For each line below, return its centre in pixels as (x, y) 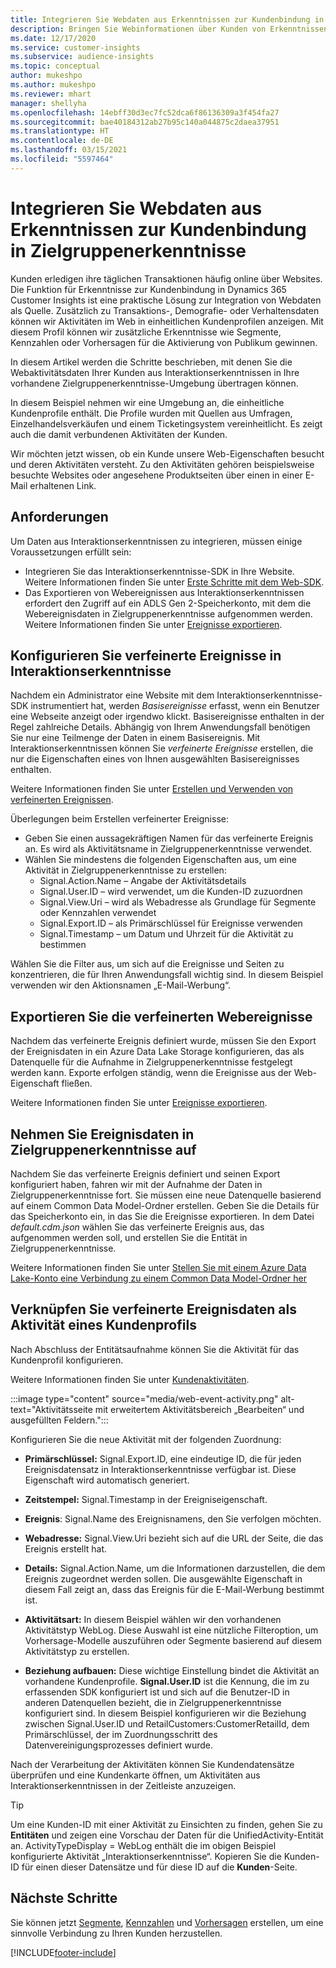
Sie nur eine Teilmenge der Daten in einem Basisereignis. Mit (135, 738)
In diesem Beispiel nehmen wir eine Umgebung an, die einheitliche (147, 402)
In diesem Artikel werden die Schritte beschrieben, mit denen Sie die (151, 362)
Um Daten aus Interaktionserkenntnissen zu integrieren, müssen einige (156, 541)
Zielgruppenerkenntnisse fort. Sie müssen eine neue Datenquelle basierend (166, 1195)
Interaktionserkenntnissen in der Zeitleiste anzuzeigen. (123, 1785)
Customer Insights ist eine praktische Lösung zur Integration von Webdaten (166, 300)
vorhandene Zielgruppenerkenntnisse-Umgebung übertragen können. (154, 383)
